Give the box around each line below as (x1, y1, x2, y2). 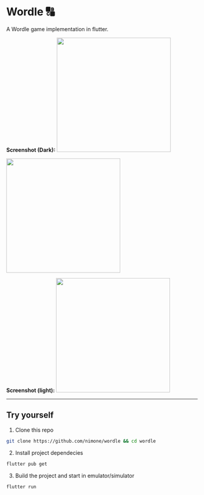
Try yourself (6, 410, 54, 421)
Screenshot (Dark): (6, 146, 56, 154)
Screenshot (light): (6, 386, 55, 394)
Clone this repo (15, 426, 53, 433)
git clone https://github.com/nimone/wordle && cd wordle (6, 438, 156, 444)
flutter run (6, 483, 36, 490)
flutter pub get (6, 461, 47, 467)
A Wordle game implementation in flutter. (6, 25, 109, 32)
